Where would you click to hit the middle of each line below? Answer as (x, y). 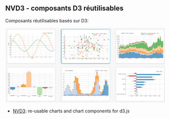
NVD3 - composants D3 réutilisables (64, 8)
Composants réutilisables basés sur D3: (47, 20)
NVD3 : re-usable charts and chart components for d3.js (71, 111)
